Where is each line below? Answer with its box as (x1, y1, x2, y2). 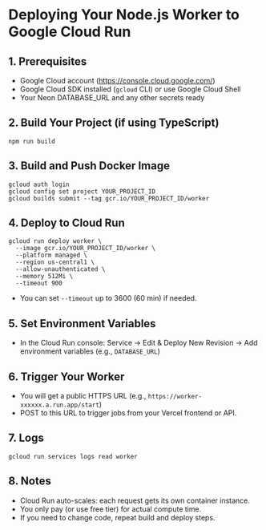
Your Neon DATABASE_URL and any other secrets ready (19, 93, 205, 102)
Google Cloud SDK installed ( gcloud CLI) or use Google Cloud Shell (19, 84, 241, 94)
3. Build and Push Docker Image (8, 159, 171, 173)
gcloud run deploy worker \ (8, 237, 103, 245)
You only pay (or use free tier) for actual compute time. (19, 504, 202, 514)
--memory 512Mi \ (15, 273, 74, 281)
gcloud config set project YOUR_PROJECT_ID (8, 187, 156, 196)
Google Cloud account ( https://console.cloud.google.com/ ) (19, 76, 216, 85)
